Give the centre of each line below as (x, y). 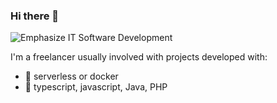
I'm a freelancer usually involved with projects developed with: (139, 57)
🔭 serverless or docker (71, 76)
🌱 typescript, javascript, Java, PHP (96, 87)
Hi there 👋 (35, 16)
